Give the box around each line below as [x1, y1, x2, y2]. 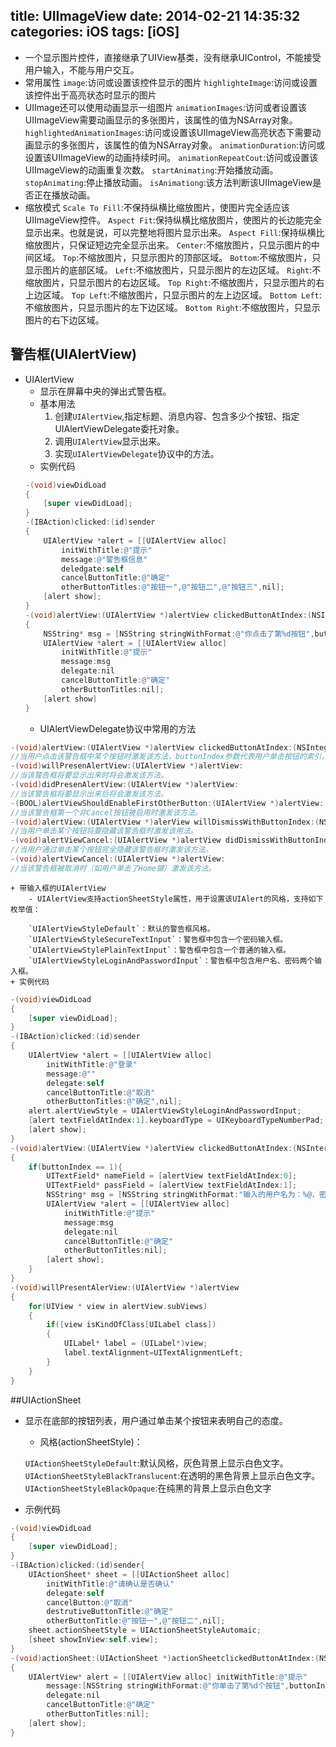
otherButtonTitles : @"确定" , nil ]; [46, 1097, 183, 1107]
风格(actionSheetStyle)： [39, 1435, 143, 1448]
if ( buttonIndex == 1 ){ [28, 1162, 123, 1172]
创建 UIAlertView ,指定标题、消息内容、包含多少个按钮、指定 [54, 410, 300, 422]
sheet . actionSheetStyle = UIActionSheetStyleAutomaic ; [28, 1625, 262, 1636]
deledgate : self [61, 564, 125, 574]
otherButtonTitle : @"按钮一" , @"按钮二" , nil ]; [46, 1616, 226, 1626]
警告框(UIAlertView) [10, 346, 137, 363]
